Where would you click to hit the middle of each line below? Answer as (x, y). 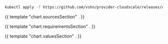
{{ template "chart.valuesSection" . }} (43, 36)
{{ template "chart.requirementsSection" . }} (50, 26)
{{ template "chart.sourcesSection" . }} (45, 16)
